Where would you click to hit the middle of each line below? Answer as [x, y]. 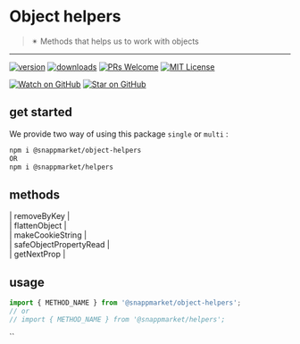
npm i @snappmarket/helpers [62, 167]
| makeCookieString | [48, 235]
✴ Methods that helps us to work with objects [115, 41]
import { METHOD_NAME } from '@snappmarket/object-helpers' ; [125, 303]
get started [41, 112]
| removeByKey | [40, 216]
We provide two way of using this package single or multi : [119, 134]
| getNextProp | [37, 254]
